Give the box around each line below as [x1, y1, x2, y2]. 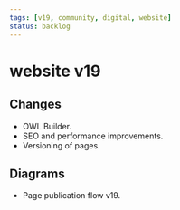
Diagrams [9, 166, 65, 181]
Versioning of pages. [22, 139, 101, 150]
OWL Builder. [22, 120, 72, 131]
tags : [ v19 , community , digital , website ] [9, 13, 172, 23]
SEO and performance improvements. [22, 130, 164, 141]
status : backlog [9, 22, 71, 31]
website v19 [9, 61, 101, 81]
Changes [9, 97, 62, 112]
